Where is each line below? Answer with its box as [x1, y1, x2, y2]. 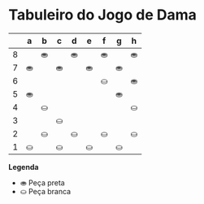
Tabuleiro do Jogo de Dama [8, 6, 197, 24]
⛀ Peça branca [20, 186, 72, 196]
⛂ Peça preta [20, 177, 65, 188]
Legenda [8, 162, 39, 171]
